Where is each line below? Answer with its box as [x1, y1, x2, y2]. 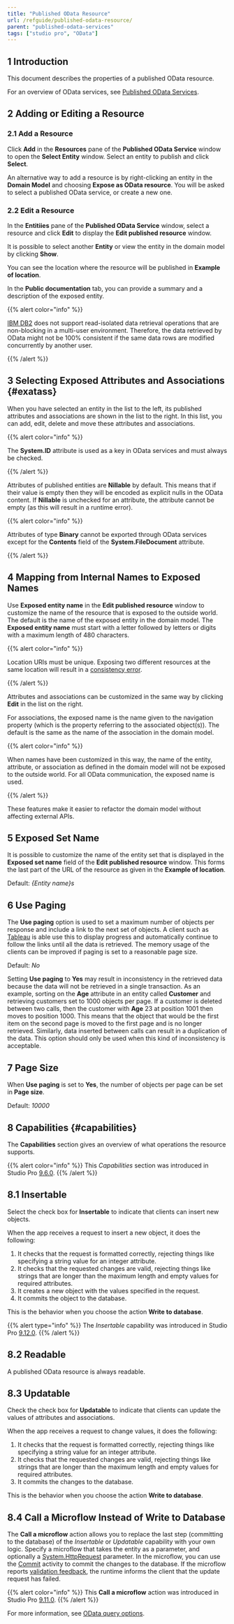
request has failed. [7, 1574, 61, 1583]
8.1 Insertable [7, 1189, 67, 1201]
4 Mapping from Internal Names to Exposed [7, 571, 200, 584]
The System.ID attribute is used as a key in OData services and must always [7, 446, 228, 454]
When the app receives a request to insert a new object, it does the [7, 1228, 200, 1237]
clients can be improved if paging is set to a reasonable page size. [7, 948, 198, 956]
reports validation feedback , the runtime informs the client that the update [7, 1567, 220, 1576]
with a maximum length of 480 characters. [7, 631, 130, 639]
